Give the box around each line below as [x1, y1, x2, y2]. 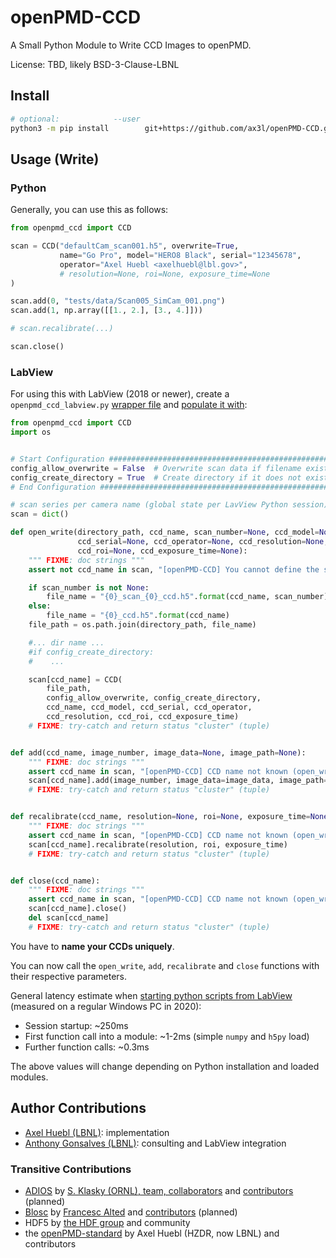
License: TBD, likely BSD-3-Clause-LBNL [10, 58, 180, 70]
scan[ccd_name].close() [28, 904, 128, 914]
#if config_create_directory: [28, 647, 155, 657]
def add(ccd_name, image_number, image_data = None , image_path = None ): [10, 747, 307, 758]
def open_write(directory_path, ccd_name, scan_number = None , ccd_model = [10, 527, 320, 538]
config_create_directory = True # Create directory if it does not [10, 472, 302, 483]
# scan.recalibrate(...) [10, 324, 114, 334]
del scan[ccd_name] [28, 913, 110, 923]
